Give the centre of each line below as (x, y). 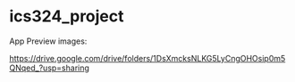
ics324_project (67, 16)
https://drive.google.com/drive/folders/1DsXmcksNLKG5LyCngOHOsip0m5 (147, 58)
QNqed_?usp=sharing (49, 68)
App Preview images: (48, 41)
